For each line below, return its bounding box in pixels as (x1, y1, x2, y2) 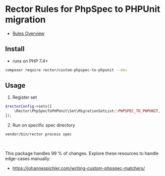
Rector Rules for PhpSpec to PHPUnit (5, 3, 161, 15)
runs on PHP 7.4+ (12, 58, 49, 64)
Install (5, 45, 25, 53)
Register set (12, 94, 37, 100)
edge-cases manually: (5, 155, 51, 162)
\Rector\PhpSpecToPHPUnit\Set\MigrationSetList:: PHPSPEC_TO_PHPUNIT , (14, 109, 161, 114)
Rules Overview (12, 30, 45, 36)
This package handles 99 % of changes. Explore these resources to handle (5, 150, 159, 156)
